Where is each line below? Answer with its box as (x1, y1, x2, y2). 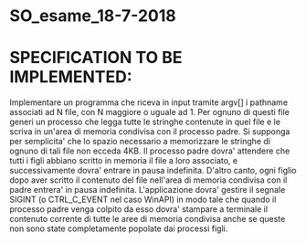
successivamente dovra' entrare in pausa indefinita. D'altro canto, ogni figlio (9, 165, 297, 176)
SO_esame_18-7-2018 (9, 5, 176, 26)
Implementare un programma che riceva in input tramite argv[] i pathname (9, 97, 289, 108)
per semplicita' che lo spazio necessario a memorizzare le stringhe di (9, 136, 271, 147)
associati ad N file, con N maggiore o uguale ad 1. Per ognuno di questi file (9, 107, 290, 118)
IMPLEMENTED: (9, 67, 132, 88)
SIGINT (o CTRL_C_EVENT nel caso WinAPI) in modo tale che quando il (9, 194, 277, 206)
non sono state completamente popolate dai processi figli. (9, 223, 228, 234)
